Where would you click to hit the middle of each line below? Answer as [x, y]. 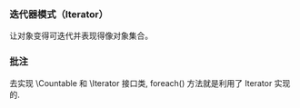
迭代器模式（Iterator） [59, 14]
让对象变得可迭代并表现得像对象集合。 [81, 36]
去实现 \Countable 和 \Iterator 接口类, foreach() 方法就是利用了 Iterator [141, 83]
